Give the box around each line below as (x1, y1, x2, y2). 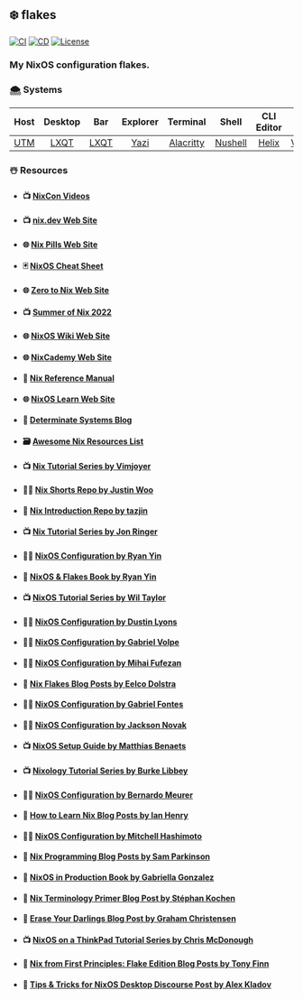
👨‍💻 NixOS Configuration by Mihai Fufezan (22, 658, 182, 669)
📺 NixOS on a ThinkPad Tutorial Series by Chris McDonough (22, 934, 254, 945)
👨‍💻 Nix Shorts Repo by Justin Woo (22, 485, 154, 495)
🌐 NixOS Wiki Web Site (22, 330, 111, 341)
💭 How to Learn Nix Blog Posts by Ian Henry (22, 810, 189, 821)
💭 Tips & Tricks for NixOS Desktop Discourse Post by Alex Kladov (22, 978, 272, 990)
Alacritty (169, 136, 206, 149)
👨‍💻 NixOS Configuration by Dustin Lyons (22, 616, 178, 627)
